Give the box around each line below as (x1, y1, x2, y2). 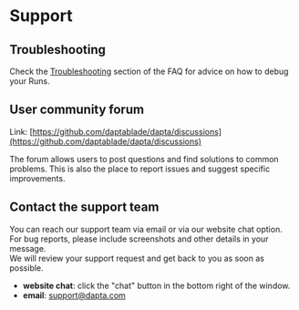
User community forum (9, 102, 144, 118)
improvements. (9, 172, 66, 183)
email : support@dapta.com (22, 289, 126, 301)
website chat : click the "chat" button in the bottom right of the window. (22, 280, 291, 291)
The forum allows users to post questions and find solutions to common (9, 153, 280, 164)
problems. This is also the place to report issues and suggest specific (9, 163, 271, 174)
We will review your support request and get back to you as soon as (9, 253, 264, 263)
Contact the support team (9, 200, 160, 215)
